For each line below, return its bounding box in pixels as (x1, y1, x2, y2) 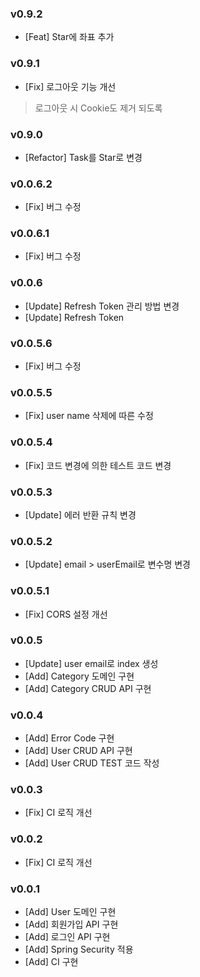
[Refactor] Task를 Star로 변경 (24, 151, 143, 163)
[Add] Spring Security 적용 (24, 943, 134, 956)
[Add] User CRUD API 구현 (24, 745, 133, 757)
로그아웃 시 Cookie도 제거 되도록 (34, 102, 163, 114)
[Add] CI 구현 (24, 956, 79, 968)
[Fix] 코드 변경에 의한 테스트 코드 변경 (24, 459, 172, 471)
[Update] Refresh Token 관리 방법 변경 (24, 300, 180, 312)
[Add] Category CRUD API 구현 (24, 682, 152, 694)
